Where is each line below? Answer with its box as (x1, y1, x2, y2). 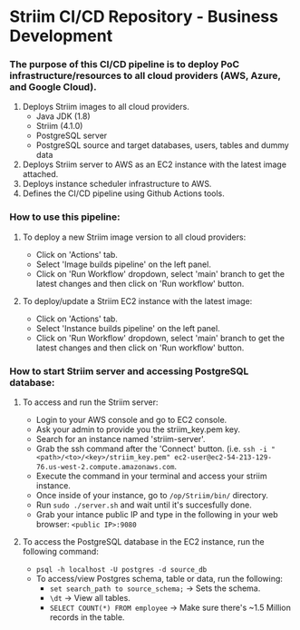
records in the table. (49, 612, 125, 623)
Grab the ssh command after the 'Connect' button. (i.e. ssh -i (35, 443, 267, 455)
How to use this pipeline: (9, 211, 121, 223)
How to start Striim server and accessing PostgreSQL (9, 365, 249, 378)
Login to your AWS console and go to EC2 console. (35, 415, 227, 426)
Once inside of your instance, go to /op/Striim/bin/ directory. (35, 490, 269, 501)
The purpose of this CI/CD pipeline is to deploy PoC (9, 58, 240, 71)
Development (9, 25, 113, 46)
